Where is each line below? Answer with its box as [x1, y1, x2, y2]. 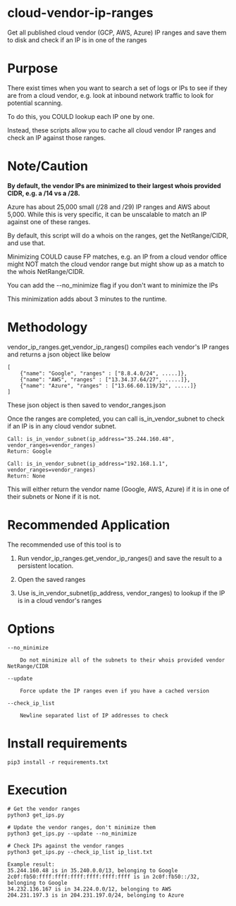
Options [7, 621, 55, 637]
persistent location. [17, 561, 74, 570]
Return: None [7, 472, 46, 480]
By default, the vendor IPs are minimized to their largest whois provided [7, 181, 221, 190]
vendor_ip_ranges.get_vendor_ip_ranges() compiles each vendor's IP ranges [7, 342, 230, 351]
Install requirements [7, 735, 128, 751]
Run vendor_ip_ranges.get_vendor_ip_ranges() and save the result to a [17, 554, 223, 562]
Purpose [7, 61, 58, 77]
